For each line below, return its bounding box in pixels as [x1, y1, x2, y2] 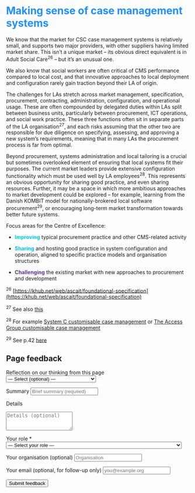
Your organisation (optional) [6, 454, 73, 461]
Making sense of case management [6, 4, 183, 18]
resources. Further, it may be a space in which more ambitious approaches [6, 184, 186, 191]
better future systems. [6, 211, 60, 218]
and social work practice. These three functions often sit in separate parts [6, 115, 184, 122]
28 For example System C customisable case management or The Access [6, 317, 183, 325]
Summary [6, 388, 30, 395]
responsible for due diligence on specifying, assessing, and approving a [6, 129, 179, 136]
